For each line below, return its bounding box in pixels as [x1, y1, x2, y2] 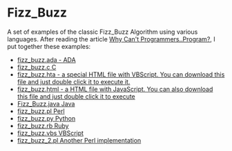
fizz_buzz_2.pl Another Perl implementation [17, 136, 142, 144]
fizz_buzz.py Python [17, 114, 76, 122]
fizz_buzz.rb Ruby [17, 121, 69, 130]
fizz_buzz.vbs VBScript [17, 129, 84, 137]
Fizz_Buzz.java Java [17, 99, 75, 108]
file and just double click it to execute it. [17, 77, 130, 85]
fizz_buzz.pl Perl [17, 107, 65, 115]
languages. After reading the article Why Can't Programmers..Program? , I [7, 34, 215, 43]
